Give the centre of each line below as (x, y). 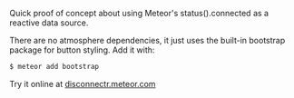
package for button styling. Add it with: (82, 50)
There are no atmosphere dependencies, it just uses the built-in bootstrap (147, 40)
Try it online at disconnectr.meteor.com (83, 83)
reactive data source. (49, 23)
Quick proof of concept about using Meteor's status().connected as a (139, 13)
